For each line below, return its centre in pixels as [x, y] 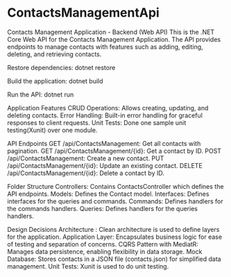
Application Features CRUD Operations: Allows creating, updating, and [108, 108]
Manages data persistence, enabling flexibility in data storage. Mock [105, 251]
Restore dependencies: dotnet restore [61, 67]
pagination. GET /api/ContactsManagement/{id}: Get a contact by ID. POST [114, 151]
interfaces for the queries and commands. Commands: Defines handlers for [115, 201]
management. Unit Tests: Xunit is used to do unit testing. [88, 266]
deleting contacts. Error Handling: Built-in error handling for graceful [105, 115]
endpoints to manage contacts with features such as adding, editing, [105, 47]
